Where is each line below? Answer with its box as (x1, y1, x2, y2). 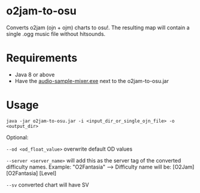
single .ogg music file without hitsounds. (6, 30, 106, 37)
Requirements (6, 51, 78, 65)
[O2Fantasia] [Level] (6, 169, 57, 177)
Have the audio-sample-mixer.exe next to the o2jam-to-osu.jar (14, 77, 169, 84)
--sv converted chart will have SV (6, 181, 90, 188)
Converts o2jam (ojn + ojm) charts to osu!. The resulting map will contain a (6, 24, 190, 31)
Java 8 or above (14, 71, 55, 78)
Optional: (6, 133, 29, 141)
